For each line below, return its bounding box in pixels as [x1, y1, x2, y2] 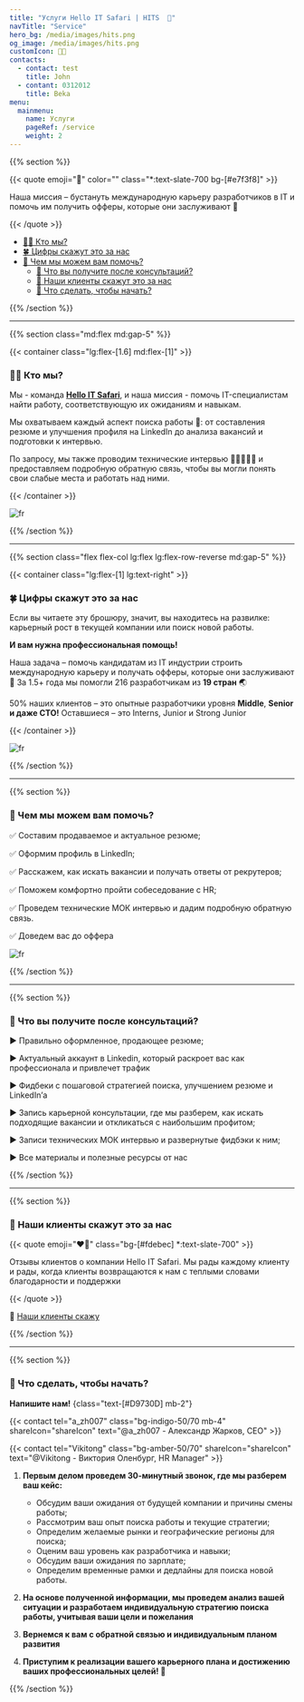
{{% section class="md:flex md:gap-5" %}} [9, 328, 172, 339]
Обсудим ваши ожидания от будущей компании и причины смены [35, 1497, 293, 1508]
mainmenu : [17, 106, 54, 115]
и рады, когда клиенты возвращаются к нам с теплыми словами [9, 1267, 260, 1277]
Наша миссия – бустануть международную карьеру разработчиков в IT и [9, 191, 296, 202]
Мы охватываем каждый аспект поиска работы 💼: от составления [9, 416, 265, 427]
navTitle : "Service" [9, 22, 88, 31]
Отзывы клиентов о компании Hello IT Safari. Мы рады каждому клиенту [9, 1257, 290, 1267]
